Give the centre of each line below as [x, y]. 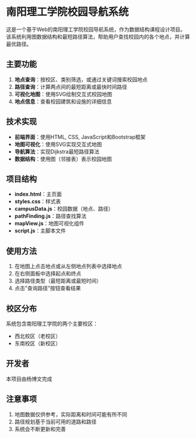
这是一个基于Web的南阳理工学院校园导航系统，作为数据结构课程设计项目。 [96, 29]
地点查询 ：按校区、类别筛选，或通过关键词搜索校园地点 [81, 79]
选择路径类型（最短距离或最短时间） [58, 281]
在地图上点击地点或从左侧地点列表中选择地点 [68, 266]
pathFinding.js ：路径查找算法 [50, 216]
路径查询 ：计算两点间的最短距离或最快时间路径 [71, 87]
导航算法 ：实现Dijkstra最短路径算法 [57, 151]
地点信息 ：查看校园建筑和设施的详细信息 [63, 101]
